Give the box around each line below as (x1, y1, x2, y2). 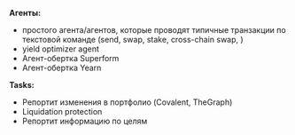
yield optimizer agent (21, 44, 100, 54)
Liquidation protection (21, 107, 103, 116)
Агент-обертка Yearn (21, 62, 102, 73)
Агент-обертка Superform (21, 53, 120, 63)
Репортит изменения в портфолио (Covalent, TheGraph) (21, 97, 233, 107)
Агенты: (9, 8, 42, 18)
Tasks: (9, 80, 35, 90)
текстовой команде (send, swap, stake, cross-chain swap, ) (21, 35, 244, 44)
